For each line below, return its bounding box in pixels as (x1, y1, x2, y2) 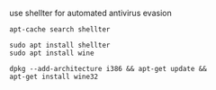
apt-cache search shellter (9, 25, 111, 34)
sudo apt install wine (9, 49, 94, 58)
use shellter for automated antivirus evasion (9, 8, 173, 18)
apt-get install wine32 (9, 72, 99, 81)
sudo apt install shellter (9, 40, 111, 49)
